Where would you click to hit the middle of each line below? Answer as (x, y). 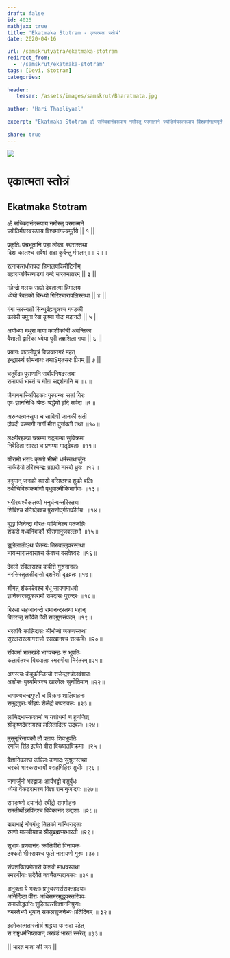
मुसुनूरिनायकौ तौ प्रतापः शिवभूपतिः (42, 738)
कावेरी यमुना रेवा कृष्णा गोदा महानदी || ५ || (52, 317)
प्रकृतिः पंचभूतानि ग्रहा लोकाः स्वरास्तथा (47, 245)
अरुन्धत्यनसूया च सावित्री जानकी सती (47, 417)
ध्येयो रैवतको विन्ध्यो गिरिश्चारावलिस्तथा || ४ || (57, 295)
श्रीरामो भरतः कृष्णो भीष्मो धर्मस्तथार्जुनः (47, 459)
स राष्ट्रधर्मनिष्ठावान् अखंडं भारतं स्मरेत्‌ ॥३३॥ (55, 933)
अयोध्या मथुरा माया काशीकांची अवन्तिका (49, 331)
